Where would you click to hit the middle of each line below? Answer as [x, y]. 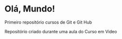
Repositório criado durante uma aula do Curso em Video [61, 31]
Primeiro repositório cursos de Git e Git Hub [48, 22]
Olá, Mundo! [30, 9]
